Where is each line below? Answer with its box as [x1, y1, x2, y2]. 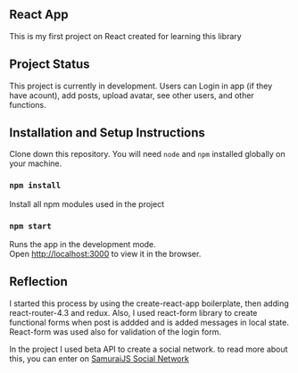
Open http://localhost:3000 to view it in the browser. [9, 249, 202, 260]
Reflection [9, 274, 69, 289]
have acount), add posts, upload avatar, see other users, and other [9, 89, 254, 101]
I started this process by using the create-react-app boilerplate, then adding [9, 298, 289, 309]
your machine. [9, 158, 62, 169]
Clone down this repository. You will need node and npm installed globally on [9, 149, 286, 160]
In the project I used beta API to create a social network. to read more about [9, 344, 288, 354]
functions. [9, 99, 46, 110]
